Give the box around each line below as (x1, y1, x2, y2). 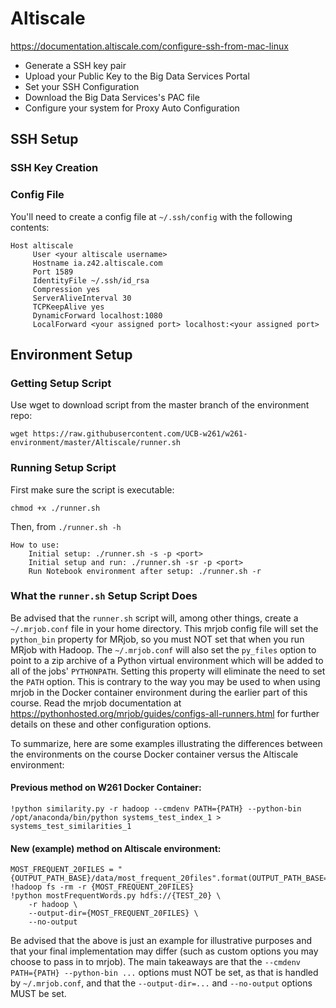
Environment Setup (10, 346, 133, 363)
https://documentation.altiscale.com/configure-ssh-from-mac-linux (10, 40, 289, 52)
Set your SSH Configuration (24, 80, 140, 92)
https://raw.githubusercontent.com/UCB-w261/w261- (32, 429, 248, 439)
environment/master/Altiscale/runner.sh (10, 438, 182, 448)
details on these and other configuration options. (10, 718, 212, 730)
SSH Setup (10, 131, 79, 148)
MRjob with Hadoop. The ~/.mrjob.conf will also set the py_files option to (10, 643, 317, 656)
